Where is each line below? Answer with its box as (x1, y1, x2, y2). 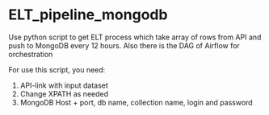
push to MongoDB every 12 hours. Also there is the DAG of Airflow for (8, 40, 240, 50)
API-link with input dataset (19, 80, 109, 90)
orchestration (8, 49, 53, 59)
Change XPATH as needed (19, 88, 109, 98)
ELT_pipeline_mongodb (8, 6, 168, 24)
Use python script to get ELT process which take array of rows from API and (8, 32, 262, 42)
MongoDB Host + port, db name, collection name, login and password (19, 97, 253, 107)
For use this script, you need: (8, 64, 106, 74)
